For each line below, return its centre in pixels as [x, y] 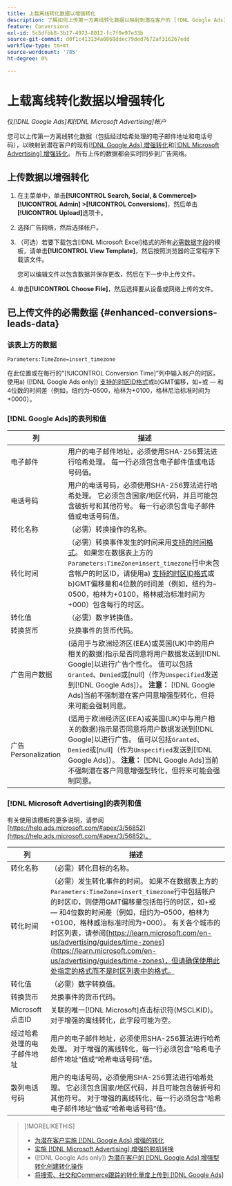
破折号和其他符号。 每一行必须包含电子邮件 [145, 506]
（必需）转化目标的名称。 [92, 868]
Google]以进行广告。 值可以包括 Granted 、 [136, 739]
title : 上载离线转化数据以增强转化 [51, 13]
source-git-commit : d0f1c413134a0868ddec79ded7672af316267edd [98, 39]
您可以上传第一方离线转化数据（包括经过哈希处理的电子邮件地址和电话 [107, 136]
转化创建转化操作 [59, 1166]
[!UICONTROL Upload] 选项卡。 [62, 212]
